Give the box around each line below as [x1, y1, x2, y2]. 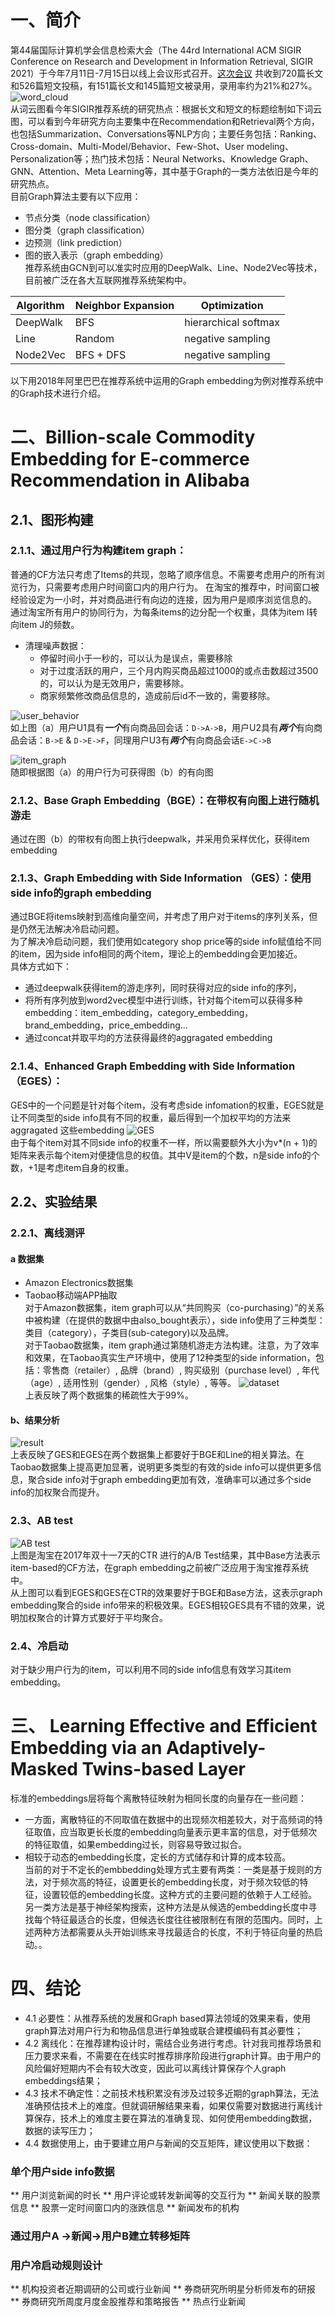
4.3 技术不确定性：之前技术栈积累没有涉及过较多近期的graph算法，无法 [24, 2087, 320, 2099]
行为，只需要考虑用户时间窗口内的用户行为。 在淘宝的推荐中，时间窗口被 [18, 581, 320, 593]
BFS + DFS [74, 347, 127, 361]
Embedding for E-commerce [10, 448, 250, 471]
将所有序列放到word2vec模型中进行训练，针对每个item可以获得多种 [24, 994, 303, 1006]
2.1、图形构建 [10, 511, 94, 528]
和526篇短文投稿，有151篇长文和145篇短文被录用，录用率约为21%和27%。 [10, 79, 318, 91]
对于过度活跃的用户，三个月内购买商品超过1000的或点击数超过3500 [39, 664, 319, 676]
